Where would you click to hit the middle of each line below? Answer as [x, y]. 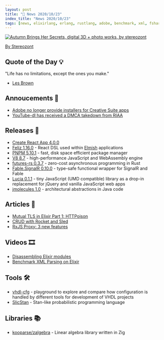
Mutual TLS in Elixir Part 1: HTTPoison [50, 216]
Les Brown [23, 83]
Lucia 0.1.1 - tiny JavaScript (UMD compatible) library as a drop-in [78, 179]
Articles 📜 [20, 205]
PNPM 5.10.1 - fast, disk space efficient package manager [70, 153]
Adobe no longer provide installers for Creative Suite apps [71, 110]
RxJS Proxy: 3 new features [40, 226]
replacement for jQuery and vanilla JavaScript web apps [69, 184]
